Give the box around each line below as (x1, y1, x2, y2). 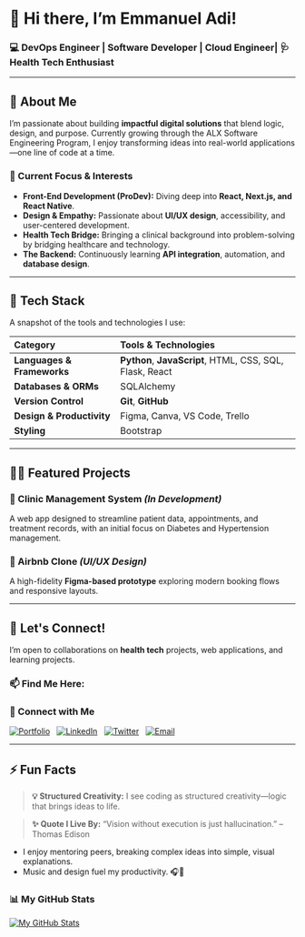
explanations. (22, 856, 74, 867)
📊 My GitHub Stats (9, 893, 95, 906)
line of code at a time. (33, 147, 115, 158)
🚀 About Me (9, 94, 77, 109)
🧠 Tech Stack (9, 293, 85, 308)
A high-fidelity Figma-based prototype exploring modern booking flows (9, 576, 280, 587)
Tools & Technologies (120, 338, 215, 351)
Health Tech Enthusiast (9, 56, 115, 69)
